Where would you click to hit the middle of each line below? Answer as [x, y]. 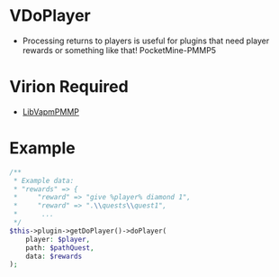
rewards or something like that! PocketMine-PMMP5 [119, 50]
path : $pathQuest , [60, 248]
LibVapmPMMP [50, 111]
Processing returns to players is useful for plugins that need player [146, 41]
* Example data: [44, 180]
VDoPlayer [50, 16]
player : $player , [58, 239]
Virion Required [69, 87]
